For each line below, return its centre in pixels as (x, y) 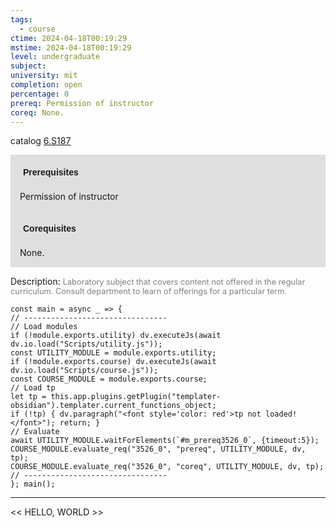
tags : (21, 19)
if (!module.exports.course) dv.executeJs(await (113, 362)
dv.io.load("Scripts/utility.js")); (86, 344)
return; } (80, 423)
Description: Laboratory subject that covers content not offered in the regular (158, 282)
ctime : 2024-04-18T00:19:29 (69, 38)
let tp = (28, 397)
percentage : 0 (40, 94)
